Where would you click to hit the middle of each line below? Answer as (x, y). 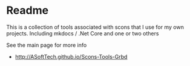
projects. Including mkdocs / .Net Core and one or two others (83, 33)
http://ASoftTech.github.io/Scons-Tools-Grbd (71, 56)
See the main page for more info (47, 45)
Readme (28, 10)
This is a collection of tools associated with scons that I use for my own (95, 27)
